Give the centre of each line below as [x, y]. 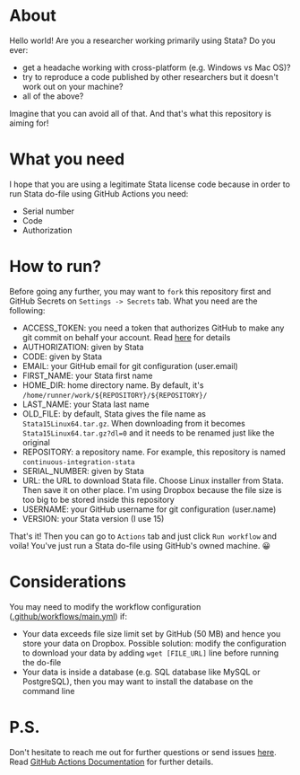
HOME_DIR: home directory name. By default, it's [113, 385]
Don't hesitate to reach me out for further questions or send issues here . [143, 752]
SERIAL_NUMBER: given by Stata [83, 471]
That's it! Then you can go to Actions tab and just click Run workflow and [143, 536]
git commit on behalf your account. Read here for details [126, 337]
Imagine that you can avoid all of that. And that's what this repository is [140, 113]
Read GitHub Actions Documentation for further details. [111, 762]
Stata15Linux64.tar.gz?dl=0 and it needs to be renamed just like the [148, 433]
